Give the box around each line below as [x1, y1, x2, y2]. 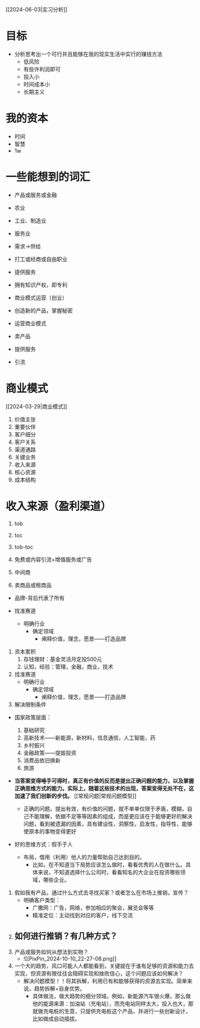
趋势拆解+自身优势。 [34, 984, 86, 992]
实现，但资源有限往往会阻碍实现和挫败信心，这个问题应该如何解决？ [14, 969, 184, 977]
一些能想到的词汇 [5, 170, 91, 184]
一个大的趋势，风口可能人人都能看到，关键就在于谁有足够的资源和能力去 [14, 962, 194, 969]
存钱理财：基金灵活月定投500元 [23, 655, 102, 662]
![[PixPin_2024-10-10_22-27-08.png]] [23, 955, 117, 962]
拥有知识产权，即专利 [14, 281, 67, 288]
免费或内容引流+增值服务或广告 [14, 555, 93, 563]
